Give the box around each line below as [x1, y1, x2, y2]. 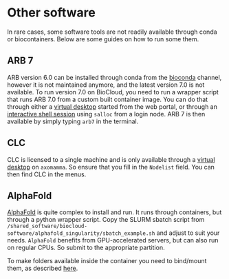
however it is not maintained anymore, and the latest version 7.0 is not [7, 81, 205, 89]
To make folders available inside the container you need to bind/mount [7, 257, 207, 265]
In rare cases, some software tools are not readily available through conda [7, 28, 218, 36]
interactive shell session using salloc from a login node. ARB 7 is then [7, 110, 206, 118]
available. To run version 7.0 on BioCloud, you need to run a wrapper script [7, 87, 219, 96]
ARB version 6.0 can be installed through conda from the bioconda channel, [7, 73, 222, 81]
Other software [7, 5, 96, 21]
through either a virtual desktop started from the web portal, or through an [7, 102, 218, 111]
